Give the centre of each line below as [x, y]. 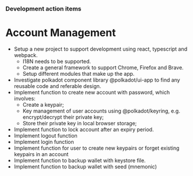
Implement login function [44, 142]
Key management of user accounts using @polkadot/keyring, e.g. [101, 111]
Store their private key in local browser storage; [80, 123]
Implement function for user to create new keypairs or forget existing [96, 148]
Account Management [61, 33]
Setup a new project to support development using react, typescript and [101, 49]
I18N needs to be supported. [57, 61]
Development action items [43, 9]
